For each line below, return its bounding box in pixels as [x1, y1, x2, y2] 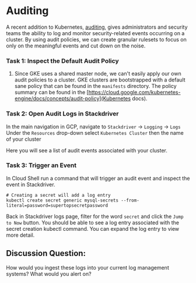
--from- [120, 197, 140, 203]
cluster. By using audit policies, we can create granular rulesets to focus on [6, 36, 187, 43]
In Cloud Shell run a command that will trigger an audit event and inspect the [6, 175, 190, 182]
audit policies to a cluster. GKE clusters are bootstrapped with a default [14, 76, 185, 83]
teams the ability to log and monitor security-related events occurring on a [6, 29, 185, 36]
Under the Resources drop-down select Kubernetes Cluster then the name [6, 129, 184, 136]
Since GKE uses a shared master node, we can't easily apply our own [14, 70, 182, 77]
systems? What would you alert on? [6, 270, 92, 277]
